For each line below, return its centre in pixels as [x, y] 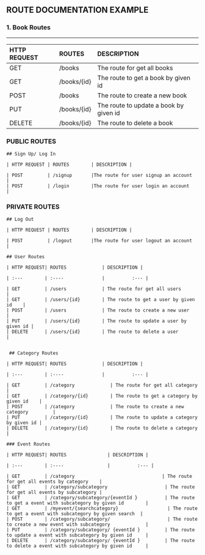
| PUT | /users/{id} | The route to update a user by [97, 321]
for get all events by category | [54, 482]
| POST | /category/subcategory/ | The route [102, 520]
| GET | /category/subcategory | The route [101, 487]
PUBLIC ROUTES [31, 141]
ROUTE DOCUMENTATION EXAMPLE [77, 10]
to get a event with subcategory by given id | [77, 503]
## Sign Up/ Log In [31, 154]
